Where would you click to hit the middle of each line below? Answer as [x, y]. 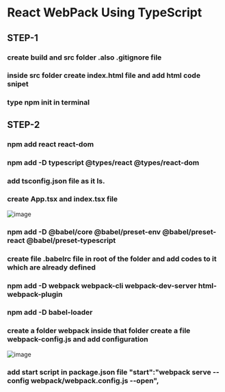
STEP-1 [23, 38]
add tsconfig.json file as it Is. [56, 181]
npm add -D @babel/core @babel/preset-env [84, 232]
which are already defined [51, 267]
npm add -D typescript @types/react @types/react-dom [103, 162]
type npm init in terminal [49, 103]
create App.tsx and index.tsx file [63, 199]
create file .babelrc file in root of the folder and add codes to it [112, 259]
